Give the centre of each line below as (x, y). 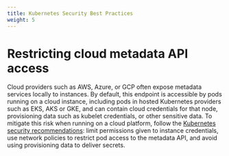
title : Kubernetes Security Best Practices (70, 13)
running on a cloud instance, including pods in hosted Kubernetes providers (114, 102)
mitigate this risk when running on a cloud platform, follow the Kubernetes (111, 123)
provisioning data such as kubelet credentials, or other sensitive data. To (110, 116)
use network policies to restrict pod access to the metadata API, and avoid (112, 138)
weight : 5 (21, 20)
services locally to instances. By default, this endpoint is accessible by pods (115, 94)
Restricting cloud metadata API (98, 54)
